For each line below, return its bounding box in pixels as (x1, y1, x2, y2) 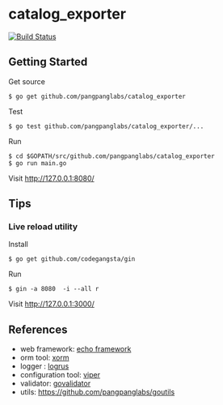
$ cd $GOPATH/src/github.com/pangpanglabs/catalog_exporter (8, 151, 216, 160)
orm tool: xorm (19, 353, 69, 363)
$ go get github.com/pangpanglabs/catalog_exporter (8, 92, 186, 100)
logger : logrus (19, 361, 69, 371)
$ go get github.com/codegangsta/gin (8, 255, 136, 263)
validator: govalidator (19, 378, 91, 389)
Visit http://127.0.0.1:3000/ (8, 299, 95, 309)
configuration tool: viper (19, 370, 101, 380)
